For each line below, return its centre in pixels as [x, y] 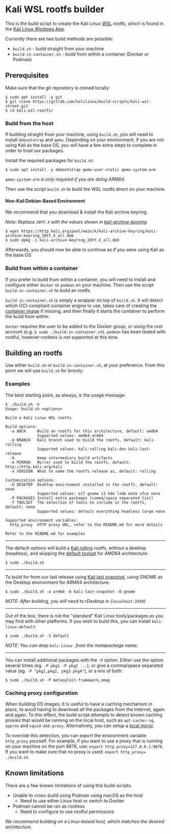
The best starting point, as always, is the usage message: [65, 395]
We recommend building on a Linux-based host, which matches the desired [85, 821]
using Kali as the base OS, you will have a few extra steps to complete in [81, 145]
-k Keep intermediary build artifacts [61, 458]
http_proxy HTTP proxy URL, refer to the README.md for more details [86, 525]
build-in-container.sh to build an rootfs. [48, 290]
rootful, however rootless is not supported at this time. [62, 337]
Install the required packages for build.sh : [50, 160]
